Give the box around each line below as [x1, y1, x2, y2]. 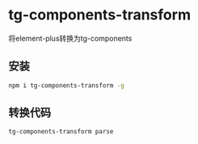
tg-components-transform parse [8, 128, 114, 136]
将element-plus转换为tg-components [8, 33, 133, 43]
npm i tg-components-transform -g [8, 81, 125, 90]
